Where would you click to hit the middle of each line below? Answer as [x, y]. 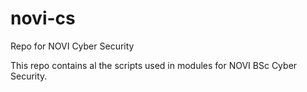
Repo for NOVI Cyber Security [72, 46]
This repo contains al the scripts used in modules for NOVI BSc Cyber [154, 65]
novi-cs [43, 18]
